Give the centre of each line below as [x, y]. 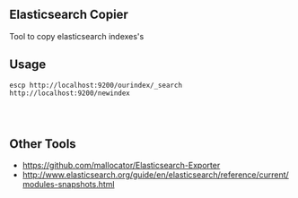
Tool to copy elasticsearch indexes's [77, 36]
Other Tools [43, 144]
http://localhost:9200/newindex [70, 93]
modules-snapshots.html [68, 185]
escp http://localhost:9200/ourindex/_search [96, 85]
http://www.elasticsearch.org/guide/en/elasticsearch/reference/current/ [155, 175]
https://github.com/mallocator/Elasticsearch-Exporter [121, 166]
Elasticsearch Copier [69, 15]
